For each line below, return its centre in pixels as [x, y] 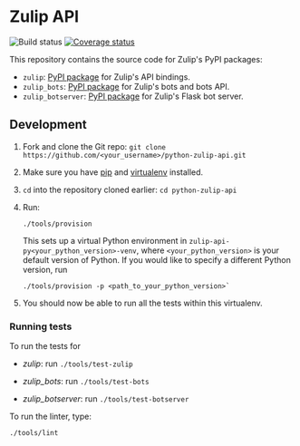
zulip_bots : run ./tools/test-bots [86, 382]
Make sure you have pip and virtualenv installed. [113, 172]
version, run [45, 269]
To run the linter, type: [51, 417]
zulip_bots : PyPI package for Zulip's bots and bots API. [126, 86]
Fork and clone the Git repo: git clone [94, 146]
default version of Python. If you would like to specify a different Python [157, 259]
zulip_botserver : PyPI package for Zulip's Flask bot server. [133, 96]
